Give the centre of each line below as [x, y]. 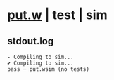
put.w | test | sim [57, 15]
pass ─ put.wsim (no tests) [49, 69]
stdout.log [31, 41]
